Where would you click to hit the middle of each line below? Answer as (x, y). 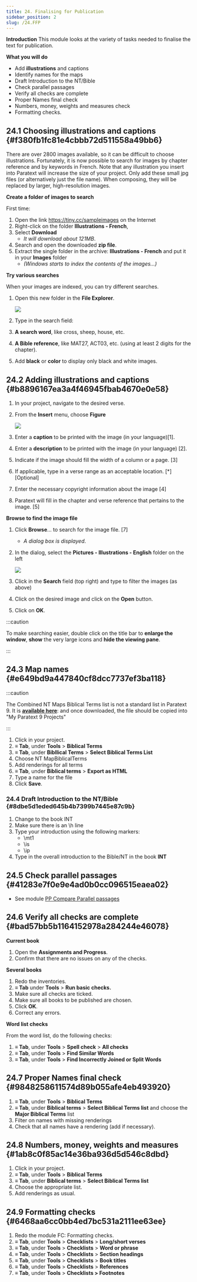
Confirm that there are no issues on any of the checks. (81, 958)
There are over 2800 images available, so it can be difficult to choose (90, 155)
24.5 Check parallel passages (62, 875)
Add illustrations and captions (52, 68)
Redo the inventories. (40, 981)
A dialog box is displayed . (55, 541)
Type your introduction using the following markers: (77, 832)
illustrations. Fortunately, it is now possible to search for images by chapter (97, 160)
